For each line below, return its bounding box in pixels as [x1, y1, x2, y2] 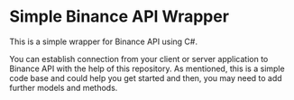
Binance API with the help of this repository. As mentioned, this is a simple [9, 63, 286, 74]
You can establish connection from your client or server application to [9, 53, 269, 64]
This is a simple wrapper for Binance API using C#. [9, 36, 198, 47]
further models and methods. [9, 82, 118, 93]
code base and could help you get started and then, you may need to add [9, 72, 282, 83]
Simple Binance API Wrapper [9, 6, 230, 27]
